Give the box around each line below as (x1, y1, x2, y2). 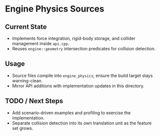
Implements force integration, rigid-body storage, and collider (12, 35, 136, 41)
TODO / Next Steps (5, 97, 63, 105)
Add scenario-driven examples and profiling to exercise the (12, 110, 131, 116)
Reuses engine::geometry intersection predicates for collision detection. (12, 46, 156, 51)
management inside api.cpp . (12, 41, 69, 46)
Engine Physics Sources (5, 3, 104, 15)
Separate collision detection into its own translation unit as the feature (12, 120, 152, 126)
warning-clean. (12, 77, 43, 83)
